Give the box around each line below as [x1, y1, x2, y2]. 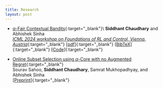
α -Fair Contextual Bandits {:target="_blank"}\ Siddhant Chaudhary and [12, 25, 159, 31]
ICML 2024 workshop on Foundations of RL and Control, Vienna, [12, 36, 146, 42]
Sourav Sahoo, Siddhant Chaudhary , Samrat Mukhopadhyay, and [12, 66, 148, 72]
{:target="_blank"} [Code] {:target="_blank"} [12, 46, 103, 52]
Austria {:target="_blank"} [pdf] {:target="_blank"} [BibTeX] [12, 41, 132, 47]
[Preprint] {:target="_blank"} [12, 77, 70, 83]
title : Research [5, 7, 39, 12]
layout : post [5, 12, 32, 17]
